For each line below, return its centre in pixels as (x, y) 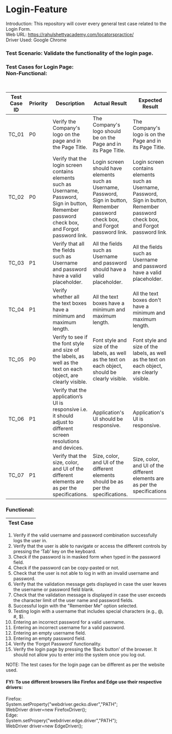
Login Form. (18, 29)
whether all (66, 297)
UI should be (108, 419)
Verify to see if (70, 337)
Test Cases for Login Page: (40, 66)
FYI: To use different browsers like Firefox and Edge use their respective (84, 682)
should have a (109, 270)
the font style (68, 344)
